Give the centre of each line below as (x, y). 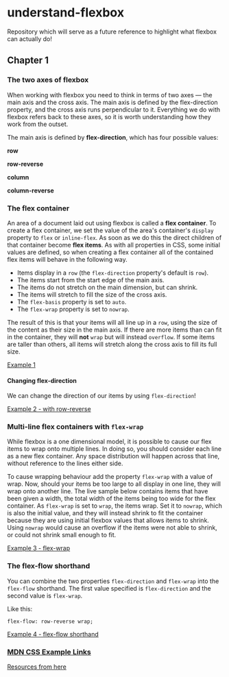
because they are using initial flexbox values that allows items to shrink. (108, 520)
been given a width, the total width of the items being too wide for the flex (111, 499)
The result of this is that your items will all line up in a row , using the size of (112, 322)
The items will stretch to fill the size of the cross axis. (92, 294)
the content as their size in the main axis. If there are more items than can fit (114, 330)
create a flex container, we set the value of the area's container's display (110, 230)
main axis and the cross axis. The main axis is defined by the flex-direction (112, 102)
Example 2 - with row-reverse (49, 409)
